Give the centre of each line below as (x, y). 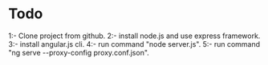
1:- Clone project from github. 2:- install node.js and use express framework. (134, 36)
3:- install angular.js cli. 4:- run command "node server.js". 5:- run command (134, 44)
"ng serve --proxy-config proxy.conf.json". (79, 52)
